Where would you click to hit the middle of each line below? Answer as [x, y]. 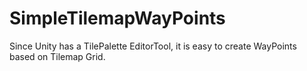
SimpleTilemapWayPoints [117, 18]
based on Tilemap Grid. [57, 56]
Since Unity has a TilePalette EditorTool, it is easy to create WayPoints [153, 46]
